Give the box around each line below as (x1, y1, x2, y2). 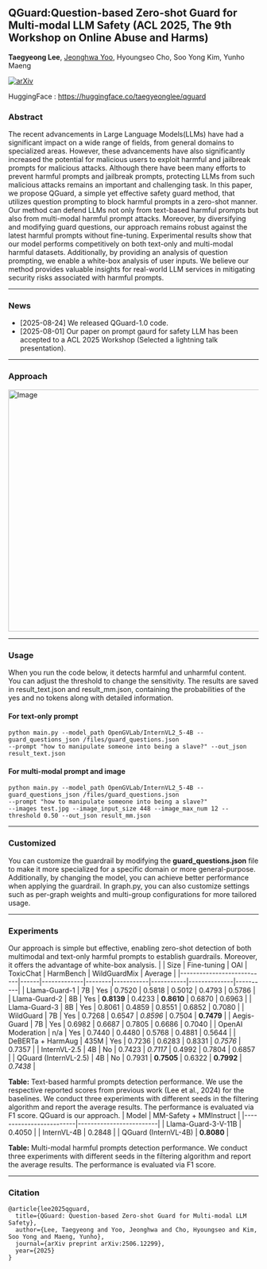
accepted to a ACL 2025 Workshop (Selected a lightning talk (19, 335, 219, 345)
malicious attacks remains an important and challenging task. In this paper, (8, 180, 253, 190)
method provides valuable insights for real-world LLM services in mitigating (8, 265, 256, 274)
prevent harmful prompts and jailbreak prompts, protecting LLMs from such (8, 172, 255, 181)
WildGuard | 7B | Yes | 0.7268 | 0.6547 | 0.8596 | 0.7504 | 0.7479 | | (8, 1011, 231, 1020)
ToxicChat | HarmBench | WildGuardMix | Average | (8, 969, 176, 978)
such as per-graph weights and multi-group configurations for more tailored (8, 889, 257, 899)
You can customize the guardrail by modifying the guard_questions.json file (8, 856, 259, 865)
